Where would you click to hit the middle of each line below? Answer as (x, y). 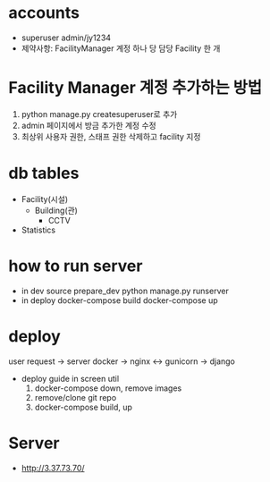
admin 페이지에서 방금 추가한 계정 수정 (89, 125)
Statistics (38, 230)
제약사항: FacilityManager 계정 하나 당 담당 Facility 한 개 (121, 48)
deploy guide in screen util (70, 378)
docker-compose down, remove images (108, 388)
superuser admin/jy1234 (66, 38)
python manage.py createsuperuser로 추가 (99, 114)
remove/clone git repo (76, 397)
